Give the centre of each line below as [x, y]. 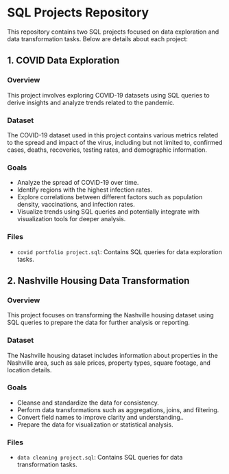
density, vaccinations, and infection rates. [76, 205]
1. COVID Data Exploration [63, 61]
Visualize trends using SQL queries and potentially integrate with [108, 212]
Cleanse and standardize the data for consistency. [88, 403]
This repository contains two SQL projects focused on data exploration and [113, 32]
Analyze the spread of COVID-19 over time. [78, 183]
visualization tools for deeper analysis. [71, 219]
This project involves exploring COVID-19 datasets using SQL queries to [109, 95]
